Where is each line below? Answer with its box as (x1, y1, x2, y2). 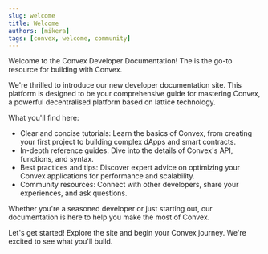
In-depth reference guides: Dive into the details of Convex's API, (19, 145, 233, 155)
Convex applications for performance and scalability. (19, 171, 195, 181)
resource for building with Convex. (8, 65, 123, 75)
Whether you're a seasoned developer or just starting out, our (8, 204, 213, 214)
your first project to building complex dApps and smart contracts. (19, 137, 237, 147)
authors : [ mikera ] (8, 27, 70, 35)
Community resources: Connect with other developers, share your (19, 180, 239, 190)
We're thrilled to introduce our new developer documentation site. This (8, 80, 242, 90)
